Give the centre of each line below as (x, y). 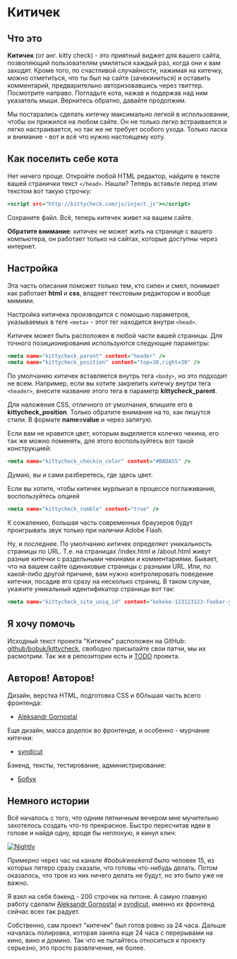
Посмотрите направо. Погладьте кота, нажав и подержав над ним (108, 93)
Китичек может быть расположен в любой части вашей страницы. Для (115, 335)
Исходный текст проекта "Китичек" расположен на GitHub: (97, 641)
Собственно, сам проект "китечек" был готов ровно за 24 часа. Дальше (117, 925)
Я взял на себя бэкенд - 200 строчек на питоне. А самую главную (107, 897)
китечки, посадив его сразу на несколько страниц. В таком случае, (109, 581)
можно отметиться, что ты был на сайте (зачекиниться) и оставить (109, 78)
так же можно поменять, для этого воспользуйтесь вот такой (101, 441)
